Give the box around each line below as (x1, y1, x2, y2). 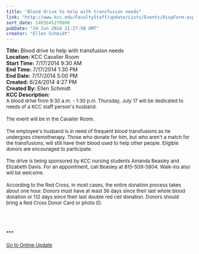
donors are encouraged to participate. (6, 146, 93, 153)
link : (6, 14, 20, 20)
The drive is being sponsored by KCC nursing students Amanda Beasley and (6, 158, 179, 164)
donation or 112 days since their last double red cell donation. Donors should (6, 193, 179, 201)
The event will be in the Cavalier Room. (6, 116, 95, 122)
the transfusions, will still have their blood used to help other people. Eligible (6, 140, 179, 147)
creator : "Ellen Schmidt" (6, 31, 70, 37)
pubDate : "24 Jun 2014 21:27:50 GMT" (6, 25, 99, 31)
